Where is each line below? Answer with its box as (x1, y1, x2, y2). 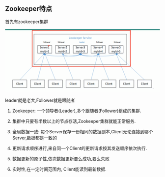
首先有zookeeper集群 (5, 19, 49, 25)
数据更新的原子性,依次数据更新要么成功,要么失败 (12, 155, 110, 161)
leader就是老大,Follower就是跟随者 (5, 97, 75, 103)
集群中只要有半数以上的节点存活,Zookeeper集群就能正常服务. (12, 118, 136, 124)
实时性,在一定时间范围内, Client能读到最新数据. (12, 166, 107, 172)
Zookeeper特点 (5, 4, 53, 13)
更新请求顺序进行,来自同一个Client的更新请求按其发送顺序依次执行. (12, 145, 147, 151)
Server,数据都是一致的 (12, 135, 57, 141)
